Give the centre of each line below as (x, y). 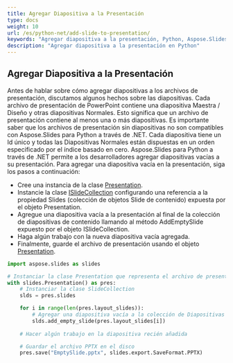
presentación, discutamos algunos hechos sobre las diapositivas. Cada (109, 98)
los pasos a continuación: (44, 171)
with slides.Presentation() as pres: (62, 283)
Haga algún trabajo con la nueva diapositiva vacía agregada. (104, 236)
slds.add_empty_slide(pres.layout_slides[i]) (99, 321)
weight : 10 (23, 26)
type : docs (23, 20)
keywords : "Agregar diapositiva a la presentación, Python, (96, 39)
